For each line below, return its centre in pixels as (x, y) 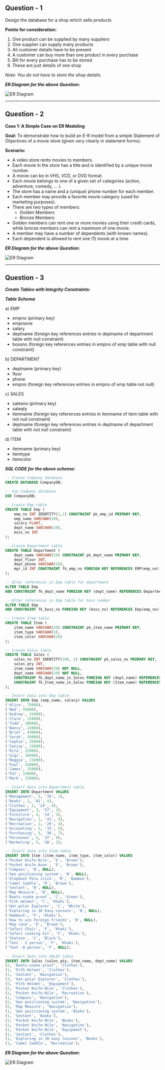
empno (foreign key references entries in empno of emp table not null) (83, 385)
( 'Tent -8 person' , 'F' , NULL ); (38, 947)
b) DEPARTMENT (23, 359)
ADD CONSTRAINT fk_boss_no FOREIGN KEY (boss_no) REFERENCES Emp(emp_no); (83, 609)
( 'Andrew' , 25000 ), (25, 714)
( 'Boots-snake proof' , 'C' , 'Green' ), (45, 897)
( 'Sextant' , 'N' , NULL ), (30, 888)
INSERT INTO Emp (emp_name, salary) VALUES (50, 700)
